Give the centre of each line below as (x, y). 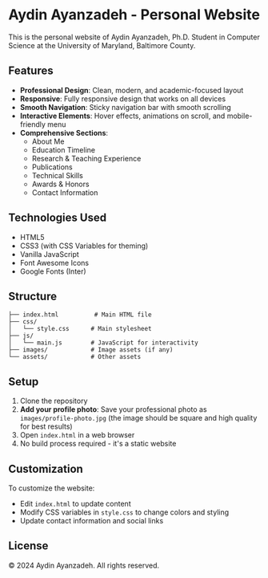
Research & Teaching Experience (86, 158)
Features (31, 71)
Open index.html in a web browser (77, 435)
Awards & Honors (60, 184)
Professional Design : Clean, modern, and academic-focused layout (132, 90)
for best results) (46, 426)
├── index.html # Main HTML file (80, 315)
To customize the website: (52, 488)
